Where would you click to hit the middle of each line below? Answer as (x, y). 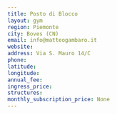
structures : (25, 93)
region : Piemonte (33, 27)
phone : (17, 60)
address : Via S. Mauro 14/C (49, 54)
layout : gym (25, 21)
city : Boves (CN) (33, 34)
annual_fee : (25, 80)
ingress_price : (30, 86)
